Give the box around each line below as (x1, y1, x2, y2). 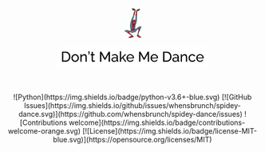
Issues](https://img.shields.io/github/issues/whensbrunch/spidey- (23, 100, 242, 110)
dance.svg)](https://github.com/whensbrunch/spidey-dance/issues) (18, 109, 243, 118)
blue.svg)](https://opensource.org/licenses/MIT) (53, 134, 212, 144)
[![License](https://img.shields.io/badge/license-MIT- (81, 126, 258, 135)
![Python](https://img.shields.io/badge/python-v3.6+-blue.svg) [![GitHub (13, 92, 252, 102)
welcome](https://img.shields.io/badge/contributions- (69, 118, 246, 127)
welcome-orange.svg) (7, 126, 81, 135)
